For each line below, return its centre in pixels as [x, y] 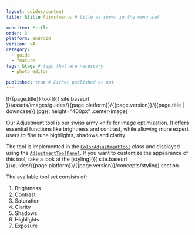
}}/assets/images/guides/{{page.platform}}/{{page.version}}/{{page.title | [95, 105]
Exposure [26, 226]
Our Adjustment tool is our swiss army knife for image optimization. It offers [97, 123]
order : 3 [17, 33]
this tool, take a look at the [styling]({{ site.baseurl [67, 159]
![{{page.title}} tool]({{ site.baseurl [48, 99]
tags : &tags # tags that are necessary [55, 66]
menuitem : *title [27, 28]
